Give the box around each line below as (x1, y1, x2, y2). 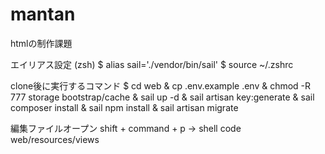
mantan (10, 3, 76, 26)
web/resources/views (10, 133, 100, 145)
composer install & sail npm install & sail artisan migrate (10, 101, 239, 113)
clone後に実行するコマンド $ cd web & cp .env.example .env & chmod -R (10, 79, 312, 92)
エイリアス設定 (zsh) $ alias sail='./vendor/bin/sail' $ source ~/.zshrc (10, 58, 294, 70)
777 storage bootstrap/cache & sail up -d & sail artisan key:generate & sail (10, 91, 315, 103)
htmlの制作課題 (10, 37, 73, 49)
